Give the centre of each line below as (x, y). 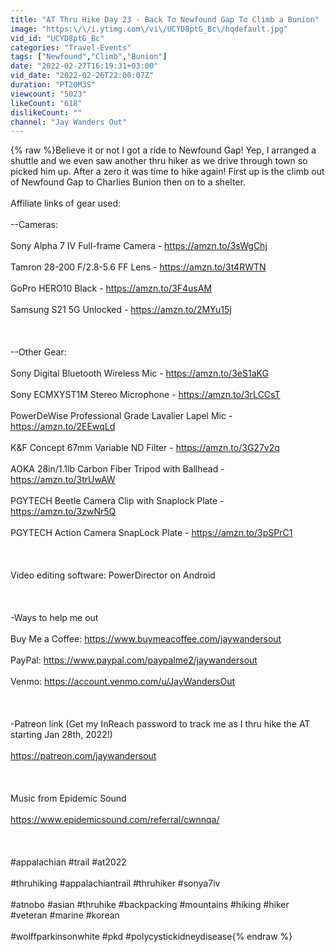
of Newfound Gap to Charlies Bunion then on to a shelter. (128, 182)
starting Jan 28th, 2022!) (61, 735)
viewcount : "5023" (48, 94)
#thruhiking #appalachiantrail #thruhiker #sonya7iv (115, 883)
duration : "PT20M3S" (53, 85)
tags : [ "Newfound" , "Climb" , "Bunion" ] (89, 57)
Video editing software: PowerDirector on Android (113, 575)
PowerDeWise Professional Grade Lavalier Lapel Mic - (121, 416)
